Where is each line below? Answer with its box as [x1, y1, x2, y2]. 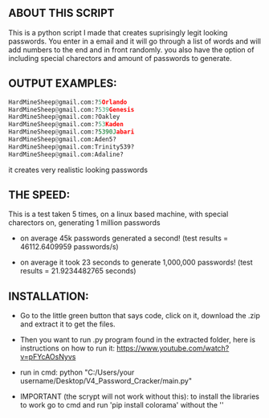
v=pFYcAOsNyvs [19, 352, 76, 362]
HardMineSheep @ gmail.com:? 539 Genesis [8, 105, 135, 113]
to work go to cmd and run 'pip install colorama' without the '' [19, 400, 224, 410]
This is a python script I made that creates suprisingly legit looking [8, 27, 228, 37]
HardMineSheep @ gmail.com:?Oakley [8, 113, 120, 121]
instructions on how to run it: [19, 343, 115, 353]
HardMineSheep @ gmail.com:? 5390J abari [8, 128, 135, 136]
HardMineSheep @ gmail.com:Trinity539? [8, 142, 135, 151]
